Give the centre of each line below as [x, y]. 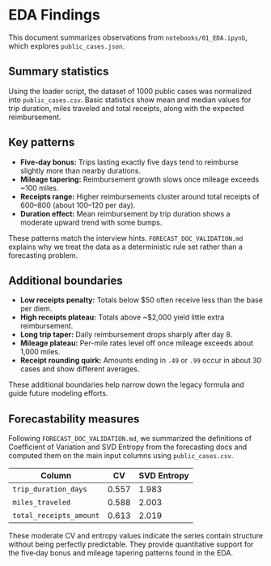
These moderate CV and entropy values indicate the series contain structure [136, 536]
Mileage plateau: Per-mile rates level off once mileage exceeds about [136, 343]
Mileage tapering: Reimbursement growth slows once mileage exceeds [140, 179]
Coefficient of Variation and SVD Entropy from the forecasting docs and [128, 447]
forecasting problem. [43, 255]
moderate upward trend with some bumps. [91, 222]
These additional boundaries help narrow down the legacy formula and [126, 385]
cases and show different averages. [80, 369]
